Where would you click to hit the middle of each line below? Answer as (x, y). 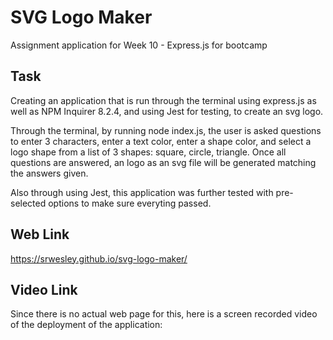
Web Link (40, 234)
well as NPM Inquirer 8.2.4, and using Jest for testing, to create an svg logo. (167, 111)
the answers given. (49, 173)
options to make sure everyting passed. (130, 203)
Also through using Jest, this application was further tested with (142, 192)
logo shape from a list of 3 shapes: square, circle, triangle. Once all (148, 152)
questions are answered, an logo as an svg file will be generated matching (163, 162)
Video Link (44, 289)
